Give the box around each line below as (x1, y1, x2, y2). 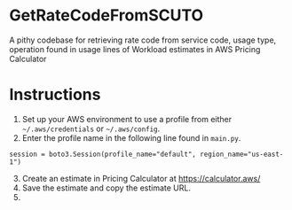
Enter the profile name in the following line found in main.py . (21, 132, 241, 143)
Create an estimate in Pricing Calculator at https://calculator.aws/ (21, 173, 261, 183)
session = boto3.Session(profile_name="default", (9, 150, 197, 159)
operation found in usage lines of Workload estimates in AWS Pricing (9, 43, 261, 54)
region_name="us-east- (199, 150, 284, 159)
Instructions (9, 85, 101, 105)
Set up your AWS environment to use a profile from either (21, 113, 233, 124)
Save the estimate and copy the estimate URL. (21, 183, 191, 193)
